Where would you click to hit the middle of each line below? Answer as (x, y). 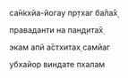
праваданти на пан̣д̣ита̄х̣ (56, 30)
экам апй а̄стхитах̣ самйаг (60, 47)
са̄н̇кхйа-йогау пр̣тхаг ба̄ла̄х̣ (64, 13)
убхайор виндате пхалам (57, 64)
